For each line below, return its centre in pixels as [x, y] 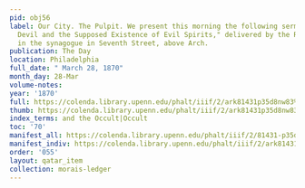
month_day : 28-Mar [44, 77]
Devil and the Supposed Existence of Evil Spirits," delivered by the [154, 34]
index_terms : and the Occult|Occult [79, 118]
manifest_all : [36, 136]
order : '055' [34, 152]
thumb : [22, 110]
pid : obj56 [30, 18]
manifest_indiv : [40, 144]
